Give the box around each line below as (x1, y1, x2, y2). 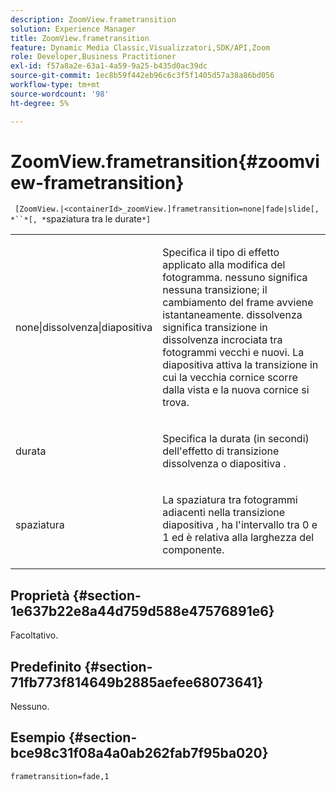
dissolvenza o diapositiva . (162, 457, 287, 471)
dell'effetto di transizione (162, 444, 280, 458)
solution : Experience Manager (10, 24, 137, 34)
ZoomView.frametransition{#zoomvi (10, 150, 320, 173)
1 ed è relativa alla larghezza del (162, 531, 315, 545)
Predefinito (10, 658, 82, 675)
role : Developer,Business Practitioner (10, 52, 177, 62)
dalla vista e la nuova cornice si (162, 383, 310, 397)
